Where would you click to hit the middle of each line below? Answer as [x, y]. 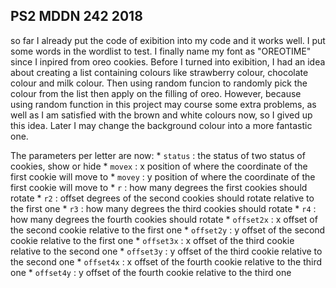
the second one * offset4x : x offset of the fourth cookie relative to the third [166, 261]
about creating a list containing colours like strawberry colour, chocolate [159, 72]
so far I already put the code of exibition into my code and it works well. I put [168, 40]
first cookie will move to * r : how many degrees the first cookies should [159, 187]
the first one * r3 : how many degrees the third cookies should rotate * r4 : [163, 208]
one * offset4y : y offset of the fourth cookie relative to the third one [151, 272]
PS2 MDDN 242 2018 [76, 16]
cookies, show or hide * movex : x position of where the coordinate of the [159, 166]
